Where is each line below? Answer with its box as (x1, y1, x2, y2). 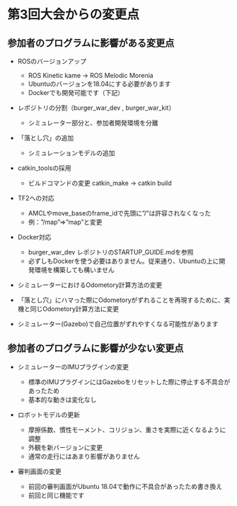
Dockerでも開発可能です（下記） (28, 89, 124, 96)
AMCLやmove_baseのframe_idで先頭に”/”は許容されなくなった (28, 209, 212, 217)
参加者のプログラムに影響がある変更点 (7, 37, 175, 49)
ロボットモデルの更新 (17, 410, 80, 419)
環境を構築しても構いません (34, 266, 115, 274)
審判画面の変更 (17, 467, 62, 476)
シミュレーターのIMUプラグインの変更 (17, 362, 129, 371)
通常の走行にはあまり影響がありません (28, 451, 140, 461)
